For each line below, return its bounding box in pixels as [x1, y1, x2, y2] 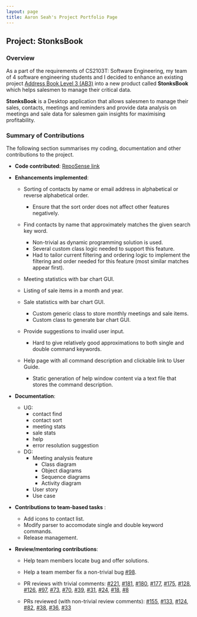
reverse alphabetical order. [23, 192, 89, 199]
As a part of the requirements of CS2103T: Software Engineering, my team [6, 68, 188, 75]
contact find [32, 410, 62, 418]
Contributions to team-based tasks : [14, 504, 106, 511]
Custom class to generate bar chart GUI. [32, 317, 131, 324]
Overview [6, 54, 35, 62]
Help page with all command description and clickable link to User [23, 357, 185, 365]
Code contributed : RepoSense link [14, 162, 100, 170]
